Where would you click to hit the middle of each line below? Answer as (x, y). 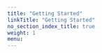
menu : (15, 39)
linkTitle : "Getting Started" (51, 20)
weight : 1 (22, 33)
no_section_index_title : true (51, 26)
